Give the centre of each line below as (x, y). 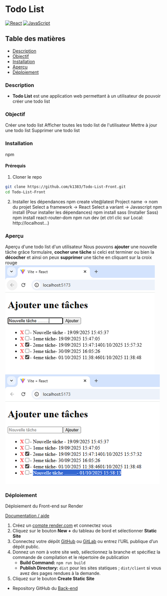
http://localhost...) (31, 223)
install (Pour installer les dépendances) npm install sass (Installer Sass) (85, 212)
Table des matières (35, 39)
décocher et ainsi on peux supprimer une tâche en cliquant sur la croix (79, 257)
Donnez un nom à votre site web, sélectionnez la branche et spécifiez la (86, 552)
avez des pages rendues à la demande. (60, 573)
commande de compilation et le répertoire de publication (71, 557)
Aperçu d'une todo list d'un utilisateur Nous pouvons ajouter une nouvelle (81, 247)
